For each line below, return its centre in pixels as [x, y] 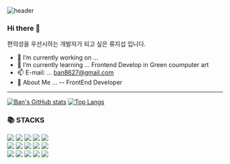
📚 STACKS [26, 120]
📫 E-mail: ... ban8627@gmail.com [65, 72]
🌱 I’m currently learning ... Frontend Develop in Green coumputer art [113, 65]
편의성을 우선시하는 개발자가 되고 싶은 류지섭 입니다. [76, 44]
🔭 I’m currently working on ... [57, 57]
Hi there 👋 [24, 28]
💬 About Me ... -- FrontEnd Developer [69, 83]
